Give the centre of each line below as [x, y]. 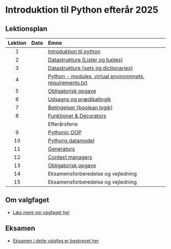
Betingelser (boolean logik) [80, 107]
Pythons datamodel [71, 141]
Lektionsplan [26, 29]
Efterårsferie [63, 124]
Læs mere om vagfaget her [41, 212]
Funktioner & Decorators [77, 116]
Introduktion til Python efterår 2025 [82, 10]
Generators [62, 149]
